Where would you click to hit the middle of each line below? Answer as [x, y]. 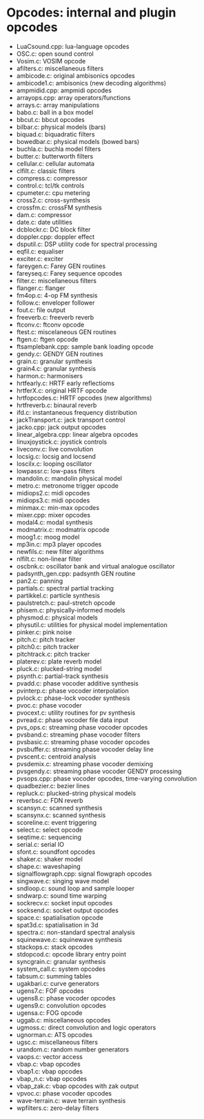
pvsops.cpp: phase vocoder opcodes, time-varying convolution [106, 778]
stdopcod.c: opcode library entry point [71, 954]
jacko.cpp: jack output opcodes [61, 427]
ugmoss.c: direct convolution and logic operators [86, 1027]
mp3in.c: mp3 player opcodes [59, 544]
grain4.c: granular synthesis [56, 368]
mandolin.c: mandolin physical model [69, 478]
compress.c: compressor [52, 178]
